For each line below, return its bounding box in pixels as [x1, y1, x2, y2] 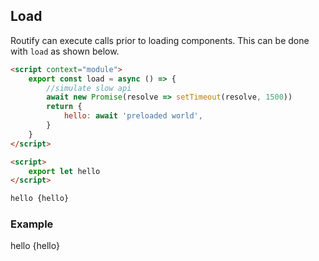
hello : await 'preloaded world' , [63, 111, 203, 121]
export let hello [28, 166, 101, 176]
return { [46, 102, 83, 112]
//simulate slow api [46, 83, 132, 93]
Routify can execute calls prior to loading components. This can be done [10, 34, 310, 46]
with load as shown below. [10, 45, 120, 57]
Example [10, 217, 54, 231]
